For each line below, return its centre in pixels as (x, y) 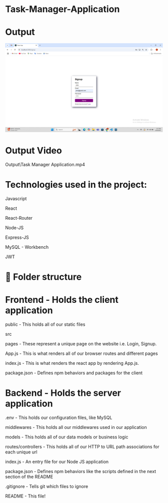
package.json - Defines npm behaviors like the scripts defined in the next (81, 471)
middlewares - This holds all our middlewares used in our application (76, 427)
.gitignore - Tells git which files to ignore (47, 486)
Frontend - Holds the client (62, 300)
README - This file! (25, 496)
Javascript (16, 198)
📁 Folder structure (43, 277)
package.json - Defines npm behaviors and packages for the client (74, 373)
